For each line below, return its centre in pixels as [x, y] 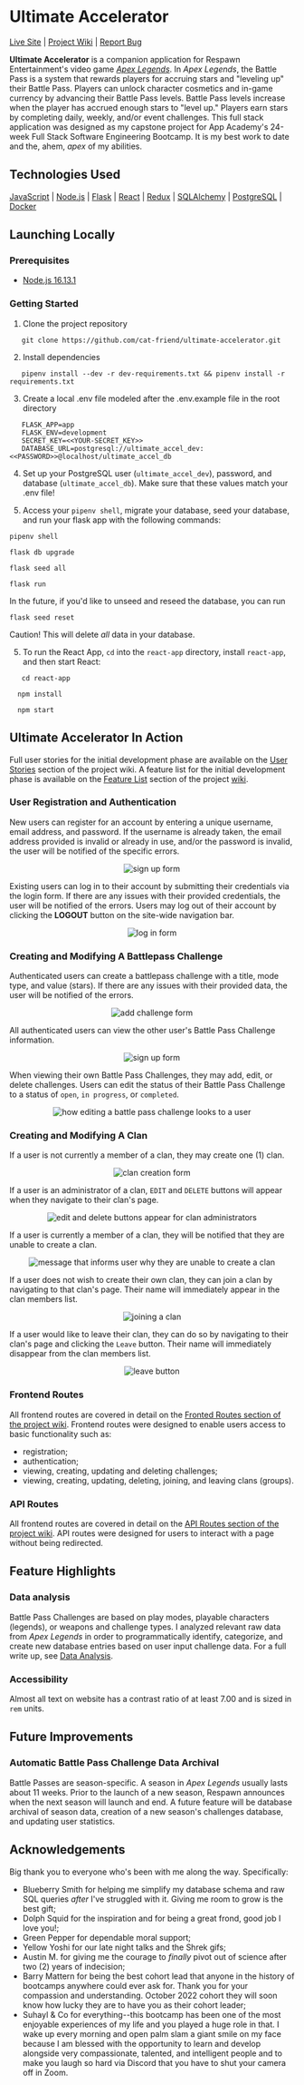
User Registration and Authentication [93, 802]
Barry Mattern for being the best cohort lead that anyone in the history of [158, 1976]
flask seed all [38, 568]
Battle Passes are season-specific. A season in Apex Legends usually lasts [148, 1782]
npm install [40, 694]
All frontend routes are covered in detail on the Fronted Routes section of [145, 1414]
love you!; [41, 1928]
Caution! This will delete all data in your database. [102, 634]
